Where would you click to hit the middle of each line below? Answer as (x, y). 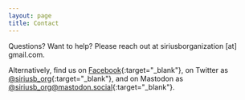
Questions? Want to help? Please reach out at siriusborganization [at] (122, 46)
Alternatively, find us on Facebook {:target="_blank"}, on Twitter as (118, 70)
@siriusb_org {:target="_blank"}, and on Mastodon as (96, 78)
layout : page (30, 16)
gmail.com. (27, 54)
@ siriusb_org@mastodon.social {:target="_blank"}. (92, 87)
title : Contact (34, 23)
